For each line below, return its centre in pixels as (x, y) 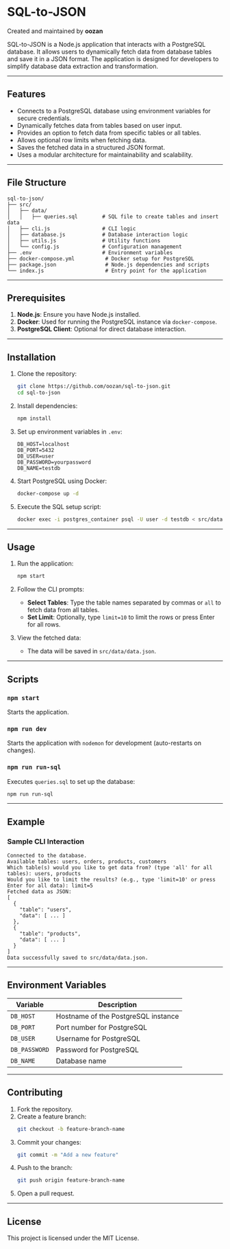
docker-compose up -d (48, 493)
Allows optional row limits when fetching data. (82, 140)
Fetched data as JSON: (39, 892)
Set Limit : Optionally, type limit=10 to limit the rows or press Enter (121, 617)
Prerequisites (36, 298)
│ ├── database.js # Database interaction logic (98, 234)
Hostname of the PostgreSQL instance (117, 1016)
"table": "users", (46, 910)
